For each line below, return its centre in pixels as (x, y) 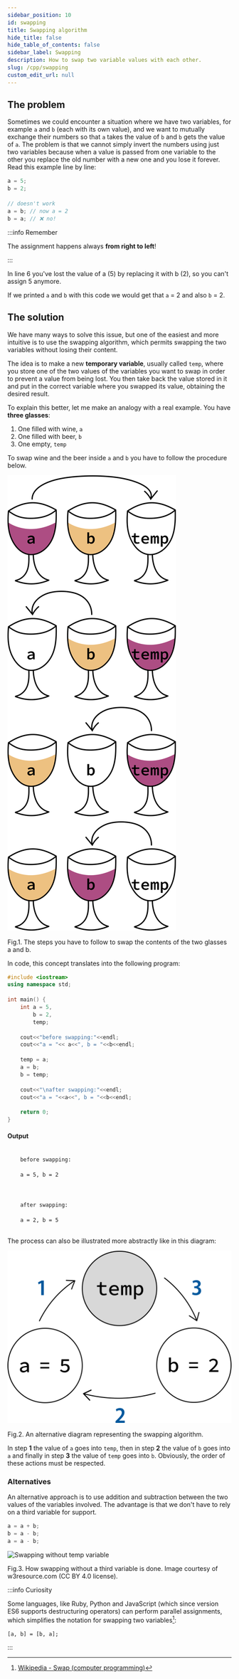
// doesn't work (31, 204)
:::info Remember (33, 232)
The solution (36, 318)
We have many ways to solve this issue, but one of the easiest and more (113, 334)
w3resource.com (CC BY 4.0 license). (63, 1576)
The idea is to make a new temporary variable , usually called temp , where (116, 364)
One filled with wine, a (50, 429)
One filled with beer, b (49, 436)
